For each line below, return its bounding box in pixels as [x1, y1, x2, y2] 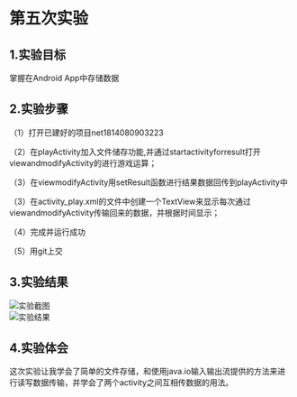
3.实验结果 [9, 274, 69, 290]
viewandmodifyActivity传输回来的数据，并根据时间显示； [9, 207, 220, 217]
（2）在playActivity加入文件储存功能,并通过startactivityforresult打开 [9, 146, 261, 157]
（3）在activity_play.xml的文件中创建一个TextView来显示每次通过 [9, 196, 251, 207]
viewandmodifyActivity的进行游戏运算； [9, 157, 157, 168]
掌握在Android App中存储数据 [9, 73, 120, 83]
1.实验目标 [9, 47, 67, 62]
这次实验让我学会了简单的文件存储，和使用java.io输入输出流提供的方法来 [9, 366, 278, 377]
